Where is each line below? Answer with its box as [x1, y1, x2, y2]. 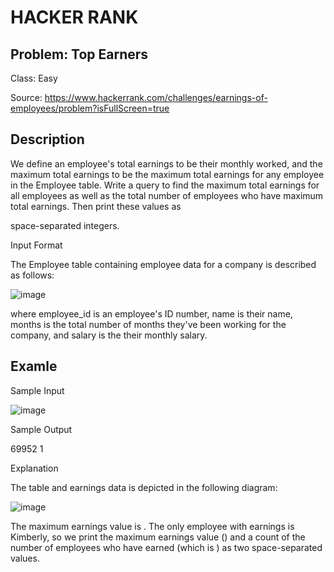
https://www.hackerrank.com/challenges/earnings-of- [44, 92, 268, 103]
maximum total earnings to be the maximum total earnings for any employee [10, 168, 325, 180]
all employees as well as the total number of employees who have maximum [10, 189, 324, 201]
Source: [10, 92, 43, 103]
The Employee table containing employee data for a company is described [10, 258, 317, 270]
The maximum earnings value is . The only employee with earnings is [10, 520, 295, 532]
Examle [10, 358, 58, 375]
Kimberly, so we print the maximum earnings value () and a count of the [10, 531, 306, 543]
